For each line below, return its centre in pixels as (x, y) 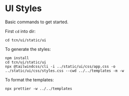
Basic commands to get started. (37, 22)
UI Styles (23, 8)
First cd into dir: (20, 31)
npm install (17, 58)
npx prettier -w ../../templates (39, 88)
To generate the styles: (28, 49)
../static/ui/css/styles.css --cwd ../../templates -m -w (64, 71)
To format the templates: (29, 80)
